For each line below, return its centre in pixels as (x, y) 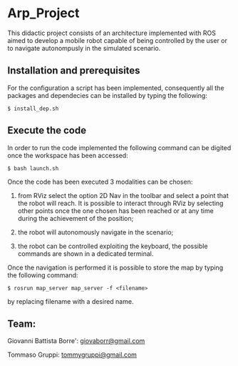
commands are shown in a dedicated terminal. (86, 253)
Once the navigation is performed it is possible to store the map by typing (115, 267)
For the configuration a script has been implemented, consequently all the (116, 88)
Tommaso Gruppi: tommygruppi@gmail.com (72, 355)
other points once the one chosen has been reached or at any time (115, 211)
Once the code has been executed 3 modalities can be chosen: (100, 182)
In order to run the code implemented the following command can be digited (119, 147)
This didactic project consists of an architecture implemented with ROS (112, 33)
